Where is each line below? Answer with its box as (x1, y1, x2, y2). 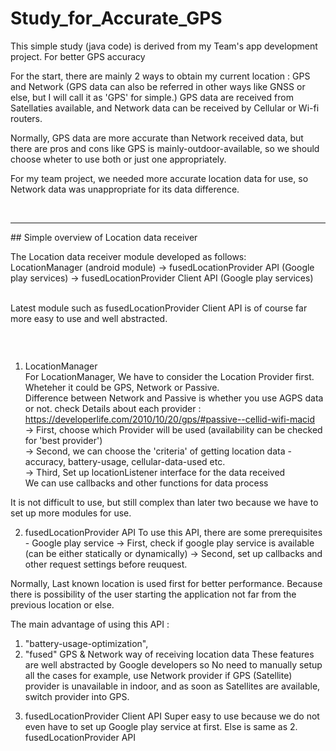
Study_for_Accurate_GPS (10, 7, 223, 30)
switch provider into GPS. (24, 691, 130, 703)
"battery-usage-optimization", (24, 638, 149, 650)
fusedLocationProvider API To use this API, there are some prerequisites (24, 527, 323, 539)
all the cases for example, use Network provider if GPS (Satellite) (24, 670, 293, 682)
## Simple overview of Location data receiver (10, 231, 198, 243)
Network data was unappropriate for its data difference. (10, 183, 240, 195)
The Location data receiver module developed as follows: (10, 250, 247, 262)
